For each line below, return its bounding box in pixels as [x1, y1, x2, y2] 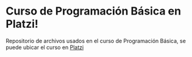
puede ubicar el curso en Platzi [5, 44, 84, 51]
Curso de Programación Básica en [5, 4, 181, 18]
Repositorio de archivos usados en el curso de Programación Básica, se [5, 37, 187, 44]
